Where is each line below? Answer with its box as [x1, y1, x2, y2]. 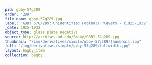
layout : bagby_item [5, 48, 45, 53]
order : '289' [5, 12, 32, 17]
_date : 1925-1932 [5, 25, 41, 30]
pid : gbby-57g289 [5, 7, 41, 12]
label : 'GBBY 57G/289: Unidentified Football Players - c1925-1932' [5, 21, 148, 26]
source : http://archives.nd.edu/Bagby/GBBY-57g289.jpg [5, 35, 120, 40]
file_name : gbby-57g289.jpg [5, 16, 63, 21]
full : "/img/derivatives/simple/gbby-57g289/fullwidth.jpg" [5, 43, 131, 48]
